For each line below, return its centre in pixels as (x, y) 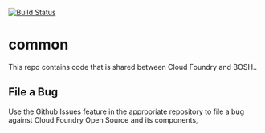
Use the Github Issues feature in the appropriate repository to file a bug (126, 111)
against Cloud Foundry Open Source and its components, (103, 119)
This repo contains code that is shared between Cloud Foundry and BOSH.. (133, 66)
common (39, 45)
